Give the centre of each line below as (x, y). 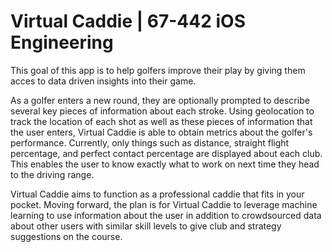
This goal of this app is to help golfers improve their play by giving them (158, 70)
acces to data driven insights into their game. (103, 81)
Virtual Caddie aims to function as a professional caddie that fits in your (157, 194)
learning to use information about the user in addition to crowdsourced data (166, 215)
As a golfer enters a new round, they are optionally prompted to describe (160, 100)
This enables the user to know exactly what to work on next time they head (165, 164)
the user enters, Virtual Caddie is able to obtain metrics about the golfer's (161, 132)
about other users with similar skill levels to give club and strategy (146, 226)
